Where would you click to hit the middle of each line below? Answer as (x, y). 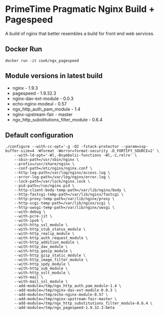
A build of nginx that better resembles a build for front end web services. (80, 33)
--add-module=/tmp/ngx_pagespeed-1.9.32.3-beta (64, 308)
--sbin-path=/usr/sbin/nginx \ (47, 160)
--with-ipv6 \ (29, 221)
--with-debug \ (30, 212)
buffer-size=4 (20, 151)
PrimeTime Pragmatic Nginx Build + (80, 9)
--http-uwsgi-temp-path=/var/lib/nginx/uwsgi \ (64, 208)
